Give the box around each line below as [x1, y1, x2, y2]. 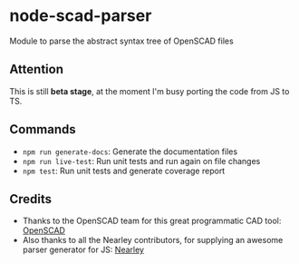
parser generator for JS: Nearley [22, 244, 145, 255]
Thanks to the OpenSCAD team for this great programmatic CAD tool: [22, 215, 282, 227]
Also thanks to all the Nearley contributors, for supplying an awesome [22, 235, 284, 246]
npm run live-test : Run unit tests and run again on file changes [22, 155, 261, 166]
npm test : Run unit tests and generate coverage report [22, 165, 226, 176]
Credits [9, 191, 53, 207]
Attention [9, 62, 63, 77]
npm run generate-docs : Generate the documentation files [22, 146, 238, 157]
